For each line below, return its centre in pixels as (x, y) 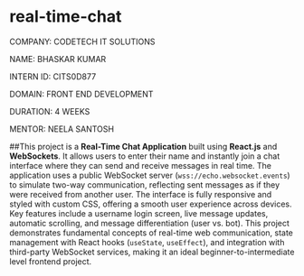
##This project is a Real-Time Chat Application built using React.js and (143, 146)
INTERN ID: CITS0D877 (53, 76)
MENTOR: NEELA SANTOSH (62, 129)
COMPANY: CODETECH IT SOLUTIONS (82, 41)
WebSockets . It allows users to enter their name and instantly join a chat (145, 156)
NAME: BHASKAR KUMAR (58, 59)
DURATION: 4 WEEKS (50, 111)
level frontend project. (51, 261)
